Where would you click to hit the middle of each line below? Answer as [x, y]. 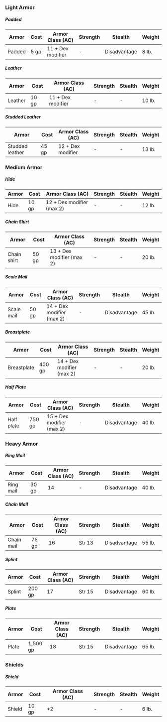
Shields [14, 665]
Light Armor [20, 7]
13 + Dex [61, 251]
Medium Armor [24, 167]
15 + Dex [57, 416]
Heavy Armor [22, 444]
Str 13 [86, 543]
